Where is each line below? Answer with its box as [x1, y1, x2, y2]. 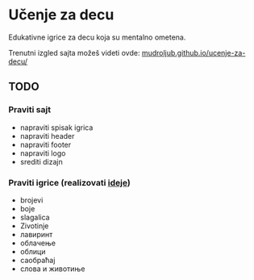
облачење [19, 238, 56, 248]
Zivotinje [19, 220, 49, 231]
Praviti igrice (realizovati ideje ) [8, 177, 131, 188]
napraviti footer [19, 140, 72, 149]
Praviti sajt [8, 104, 51, 115]
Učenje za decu [8, 6, 115, 24]
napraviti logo [19, 148, 66, 158]
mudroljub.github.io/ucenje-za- [141, 48, 246, 57]
